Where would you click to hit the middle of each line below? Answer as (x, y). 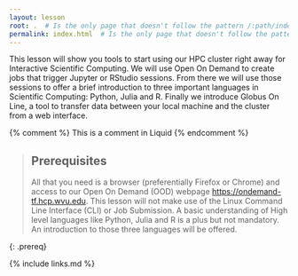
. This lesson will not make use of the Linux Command (184, 201)
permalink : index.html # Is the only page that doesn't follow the (138, 34)
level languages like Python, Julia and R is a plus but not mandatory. (155, 220)
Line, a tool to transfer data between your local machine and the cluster (140, 106)
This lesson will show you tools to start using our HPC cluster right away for (148, 59)
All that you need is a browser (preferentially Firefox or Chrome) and (155, 182)
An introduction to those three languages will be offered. (134, 229)
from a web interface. (49, 115)
